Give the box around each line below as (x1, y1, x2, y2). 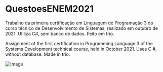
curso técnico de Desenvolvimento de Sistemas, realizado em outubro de (5, 25, 158, 31)
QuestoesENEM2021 (5, 3, 94, 15)
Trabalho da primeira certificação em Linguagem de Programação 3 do (5, 20, 153, 26)
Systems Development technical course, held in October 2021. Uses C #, (5, 46, 157, 52)
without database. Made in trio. (5, 51, 70, 57)
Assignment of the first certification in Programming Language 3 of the (5, 40, 153, 46)
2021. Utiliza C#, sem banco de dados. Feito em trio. (5, 30, 114, 37)
